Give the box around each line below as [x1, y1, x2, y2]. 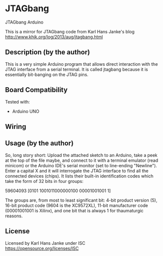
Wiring [5, 122, 27, 130]
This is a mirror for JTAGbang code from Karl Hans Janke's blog [5, 28, 135, 34]
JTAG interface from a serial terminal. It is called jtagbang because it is [5, 66, 148, 72]
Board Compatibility [5, 86, 68, 94]
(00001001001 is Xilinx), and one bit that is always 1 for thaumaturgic [5, 207, 144, 213]
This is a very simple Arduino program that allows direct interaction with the [5, 61, 158, 67]
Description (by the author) [5, 48, 90, 56]
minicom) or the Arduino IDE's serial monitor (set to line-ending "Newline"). [5, 162, 157, 168]
